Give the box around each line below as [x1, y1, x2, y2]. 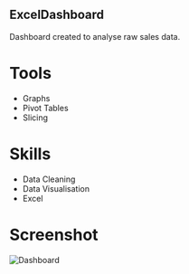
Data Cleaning [22, 174, 76, 184]
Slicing [22, 112, 48, 123]
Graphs [22, 92, 51, 103]
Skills [9, 144, 52, 164]
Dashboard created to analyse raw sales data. [9, 31, 181, 42]
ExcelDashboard [9, 7, 105, 23]
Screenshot [9, 224, 99, 245]
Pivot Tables [22, 102, 70, 113]
